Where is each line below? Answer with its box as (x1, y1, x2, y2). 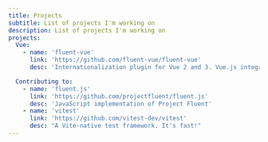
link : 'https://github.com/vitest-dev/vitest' (29, 114, 187, 123)
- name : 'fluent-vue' (22, 48, 94, 56)
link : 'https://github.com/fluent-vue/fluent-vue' (29, 56, 202, 64)
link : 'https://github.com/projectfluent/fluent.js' (29, 92, 209, 100)
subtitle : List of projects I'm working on (8, 19, 156, 27)
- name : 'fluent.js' (22, 85, 91, 93)
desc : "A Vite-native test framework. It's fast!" (29, 122, 202, 130)
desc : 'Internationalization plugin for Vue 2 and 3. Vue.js (29, 63, 238, 71)
